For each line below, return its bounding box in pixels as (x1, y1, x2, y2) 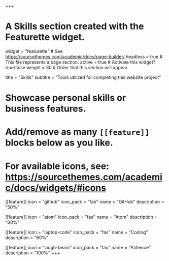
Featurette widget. (5, 32, 85, 43)
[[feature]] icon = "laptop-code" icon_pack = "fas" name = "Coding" (5, 229, 148, 236)
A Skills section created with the (5, 21, 144, 32)
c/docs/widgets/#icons (5, 182, 107, 193)
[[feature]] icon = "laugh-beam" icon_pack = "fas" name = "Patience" (5, 245, 151, 251)
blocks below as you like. (5, 137, 113, 149)
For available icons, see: (5, 160, 110, 172)
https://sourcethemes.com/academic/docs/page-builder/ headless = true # (5, 53, 163, 60)
